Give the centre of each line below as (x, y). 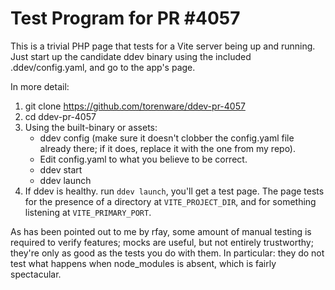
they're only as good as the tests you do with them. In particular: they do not (167, 253)
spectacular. (36, 274)
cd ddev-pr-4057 (60, 116)
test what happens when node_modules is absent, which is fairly (143, 263)
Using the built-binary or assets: (91, 127)
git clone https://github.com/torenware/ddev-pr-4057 (135, 106)
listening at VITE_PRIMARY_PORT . (88, 212)
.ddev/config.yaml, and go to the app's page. (103, 67)
